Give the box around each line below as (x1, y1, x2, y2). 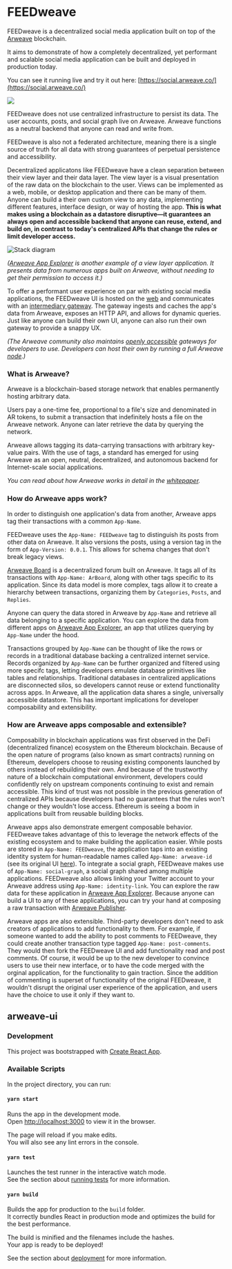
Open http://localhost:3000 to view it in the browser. (7, 1117, 156, 1126)
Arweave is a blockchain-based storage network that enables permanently (7, 385, 220, 393)
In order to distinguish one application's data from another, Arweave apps (7, 509, 217, 518)
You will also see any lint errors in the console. (7, 1138, 139, 1147)
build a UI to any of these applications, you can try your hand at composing (7, 896, 221, 904)
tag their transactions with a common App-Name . (7, 517, 142, 525)
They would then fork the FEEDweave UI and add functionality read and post (7, 946, 225, 955)
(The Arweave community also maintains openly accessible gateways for (7, 337, 217, 345)
